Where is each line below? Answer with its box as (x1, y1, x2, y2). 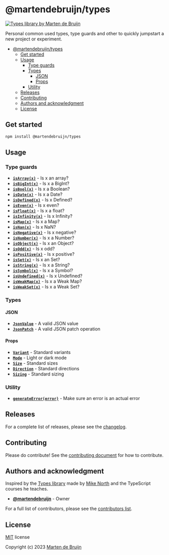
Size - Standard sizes (12, 360, 58, 366)
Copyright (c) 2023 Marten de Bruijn (5, 544, 82, 550)
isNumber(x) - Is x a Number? (12, 235, 75, 241)
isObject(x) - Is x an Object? (12, 240, 74, 247)
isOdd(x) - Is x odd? (12, 246, 55, 252)
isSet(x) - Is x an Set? (12, 257, 60, 263)
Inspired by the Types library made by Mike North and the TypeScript (5, 480, 151, 486)
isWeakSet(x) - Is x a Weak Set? (12, 284, 80, 290)
